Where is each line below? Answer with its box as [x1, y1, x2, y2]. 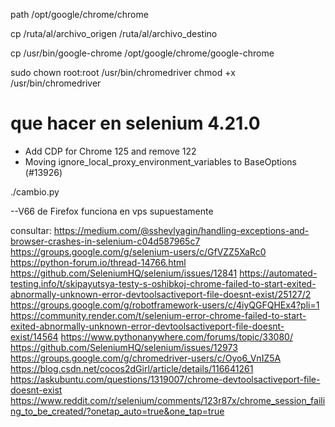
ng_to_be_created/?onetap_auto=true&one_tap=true [10, 405, 225, 417]
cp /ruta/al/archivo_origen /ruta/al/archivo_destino [10, 28, 218, 39]
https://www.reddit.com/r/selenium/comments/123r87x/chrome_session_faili [10, 394, 326, 406]
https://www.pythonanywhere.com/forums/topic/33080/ [60, 330, 293, 343]
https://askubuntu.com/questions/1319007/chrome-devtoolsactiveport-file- [10, 373, 321, 385]
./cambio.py [10, 185, 60, 198]
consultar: [10, 224, 52, 236]
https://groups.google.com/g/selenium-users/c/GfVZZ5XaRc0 [10, 245, 267, 258]
